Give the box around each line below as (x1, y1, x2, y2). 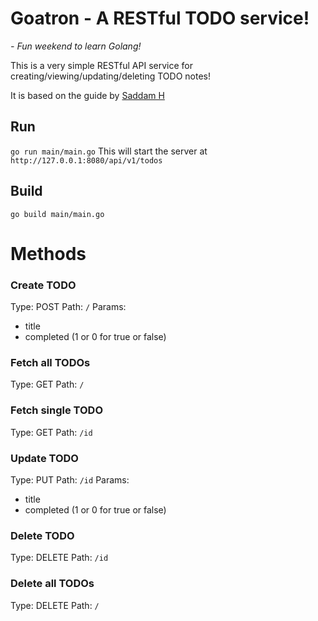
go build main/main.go (10, 209, 105, 219)
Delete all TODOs (10, 577, 95, 591)
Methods (10, 242, 87, 265)
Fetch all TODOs (10, 355, 91, 369)
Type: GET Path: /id (10, 426, 93, 438)
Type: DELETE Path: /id (10, 552, 109, 564)
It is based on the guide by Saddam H (10, 89, 165, 101)
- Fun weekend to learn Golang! (10, 40, 142, 52)
